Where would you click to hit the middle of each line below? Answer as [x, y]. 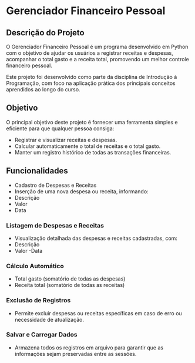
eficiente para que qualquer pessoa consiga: [60, 128]
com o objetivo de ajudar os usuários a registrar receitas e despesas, [90, 53]
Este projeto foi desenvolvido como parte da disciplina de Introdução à [92, 77]
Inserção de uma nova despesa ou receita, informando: [81, 191]
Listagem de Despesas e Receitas [55, 225]
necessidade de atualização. [49, 319]
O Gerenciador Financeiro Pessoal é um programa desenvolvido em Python [97, 47]
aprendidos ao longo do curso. [43, 89]
